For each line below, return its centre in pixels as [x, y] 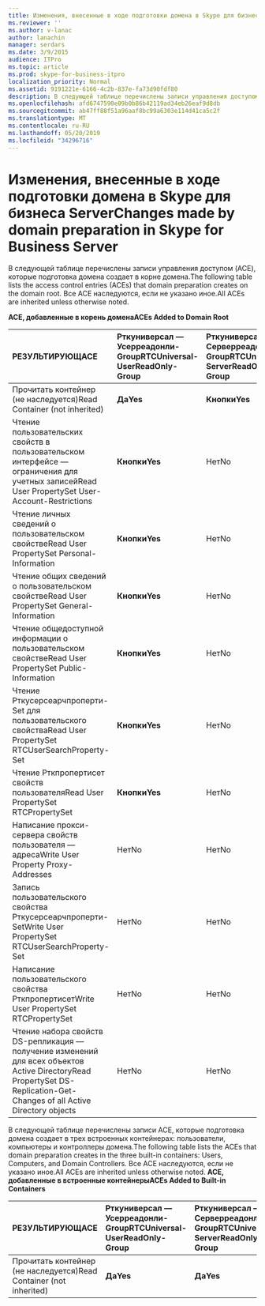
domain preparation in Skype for [116, 230]
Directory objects [44, 1111]
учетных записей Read [54, 481]
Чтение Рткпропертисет [58, 773]
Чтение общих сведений [59, 576]
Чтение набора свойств [58, 1032]
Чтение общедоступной [58, 629]
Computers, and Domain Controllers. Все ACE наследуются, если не [121, 1164]
